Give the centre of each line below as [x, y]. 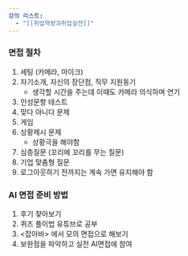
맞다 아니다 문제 [45, 112]
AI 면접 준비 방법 [38, 195]
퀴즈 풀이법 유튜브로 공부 [59, 224]
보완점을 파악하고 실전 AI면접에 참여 [76, 244]
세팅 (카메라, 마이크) [51, 71]
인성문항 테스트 [44, 102]
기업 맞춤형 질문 [45, 162]
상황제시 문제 [41, 132]
